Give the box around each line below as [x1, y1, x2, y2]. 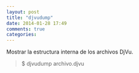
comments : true [6, 26, 45, 32]
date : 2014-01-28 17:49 [6, 20, 67, 26]
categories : [6, 32, 37, 38]
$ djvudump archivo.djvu [21, 60, 85, 68]
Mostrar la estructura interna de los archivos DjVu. [6, 48, 133, 55]
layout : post [6, 9, 40, 15]
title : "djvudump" [6, 15, 53, 21]
